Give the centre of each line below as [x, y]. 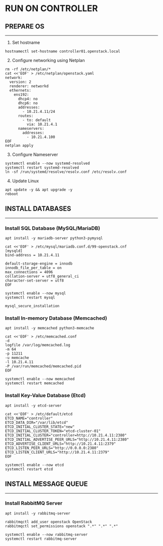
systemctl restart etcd [29, 469]
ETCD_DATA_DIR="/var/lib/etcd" [37, 422]
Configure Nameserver [35, 155]
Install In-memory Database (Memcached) [56, 318]
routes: [26, 116]
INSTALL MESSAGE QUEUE [47, 484]
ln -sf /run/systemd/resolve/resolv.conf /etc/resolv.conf [66, 172]
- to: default [37, 120]
